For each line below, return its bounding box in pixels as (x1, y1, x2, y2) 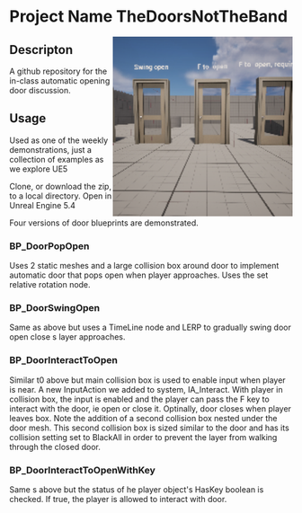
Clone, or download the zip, (9, 181, 112, 191)
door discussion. (9, 85, 72, 95)
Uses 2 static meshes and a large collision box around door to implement (9, 261, 280, 271)
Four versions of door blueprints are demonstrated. (9, 217, 200, 228)
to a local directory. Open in (9, 190, 112, 201)
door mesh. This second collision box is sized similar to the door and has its (9, 422, 289, 433)
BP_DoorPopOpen (9, 240, 90, 252)
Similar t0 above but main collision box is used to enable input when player (9, 375, 286, 385)
